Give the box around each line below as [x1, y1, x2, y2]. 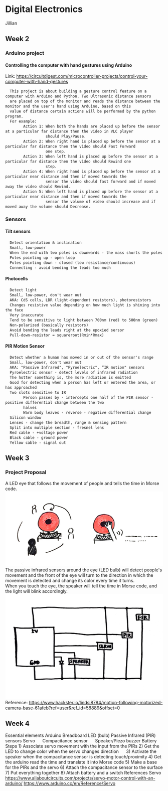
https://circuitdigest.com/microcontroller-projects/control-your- [16, 73, 148, 79]
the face [5, 307, 24, 312]
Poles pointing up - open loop [10, 255, 75, 260]
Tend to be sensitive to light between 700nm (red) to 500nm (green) [10, 318, 158, 323]
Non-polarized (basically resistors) [10, 323, 89, 328]
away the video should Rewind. [5, 184, 71, 189]
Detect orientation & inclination [10, 240, 82, 245]
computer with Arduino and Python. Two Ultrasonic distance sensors [5, 94, 151, 99]
